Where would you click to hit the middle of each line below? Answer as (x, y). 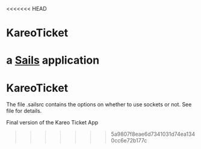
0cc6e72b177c (129, 141)
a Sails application (53, 60)
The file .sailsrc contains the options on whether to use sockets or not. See (99, 105)
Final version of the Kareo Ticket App (52, 123)
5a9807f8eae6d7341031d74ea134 (153, 134)
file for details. (24, 111)
